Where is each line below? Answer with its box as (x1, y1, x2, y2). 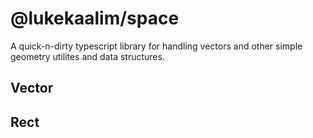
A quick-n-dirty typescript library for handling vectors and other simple (10, 40, 303, 52)
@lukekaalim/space (10, 7, 180, 30)
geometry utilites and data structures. (10, 50, 165, 62)
